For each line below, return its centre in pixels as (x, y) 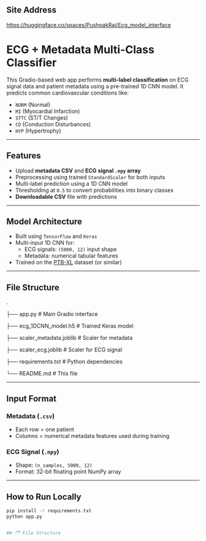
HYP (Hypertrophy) (38, 131)
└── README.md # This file (42, 374)
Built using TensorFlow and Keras (56, 236)
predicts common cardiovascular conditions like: (67, 93)
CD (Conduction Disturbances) (53, 124)
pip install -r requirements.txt (49, 511)
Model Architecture (44, 221)
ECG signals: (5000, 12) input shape (71, 249)
